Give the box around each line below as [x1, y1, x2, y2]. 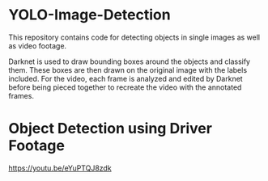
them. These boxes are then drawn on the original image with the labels [8, 65, 248, 74]
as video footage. [8, 40, 67, 50]
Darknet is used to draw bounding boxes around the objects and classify [8, 57, 251, 66]
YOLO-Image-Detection [8, 6, 172, 24]
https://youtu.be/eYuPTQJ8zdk [8, 163, 112, 173]
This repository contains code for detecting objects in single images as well [8, 32, 261, 42]
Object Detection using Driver [8, 120, 213, 138]
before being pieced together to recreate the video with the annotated [8, 82, 242, 92]
